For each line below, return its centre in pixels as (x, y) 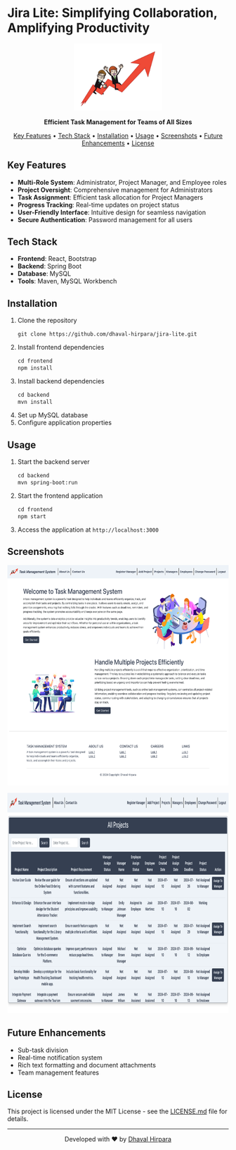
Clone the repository (47, 320)
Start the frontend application (60, 496)
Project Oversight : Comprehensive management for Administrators (115, 190)
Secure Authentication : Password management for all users (105, 219)
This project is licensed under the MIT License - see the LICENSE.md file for (117, 1111)
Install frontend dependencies (61, 348)
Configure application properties (65, 423)
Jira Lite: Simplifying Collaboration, (112, 13)
